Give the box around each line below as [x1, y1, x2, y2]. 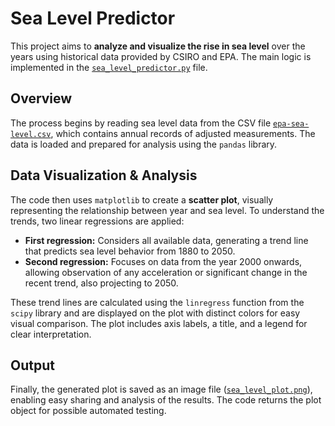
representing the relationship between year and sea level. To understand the [10, 204, 325, 216]
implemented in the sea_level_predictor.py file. [10, 61, 208, 73]
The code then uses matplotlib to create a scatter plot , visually [10, 193, 274, 206]
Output [10, 357, 55, 374]
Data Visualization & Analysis [10, 167, 198, 184]
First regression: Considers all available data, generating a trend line [24, 234, 309, 246]
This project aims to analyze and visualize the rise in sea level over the [10, 40, 306, 52]
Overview [10, 90, 73, 107]
